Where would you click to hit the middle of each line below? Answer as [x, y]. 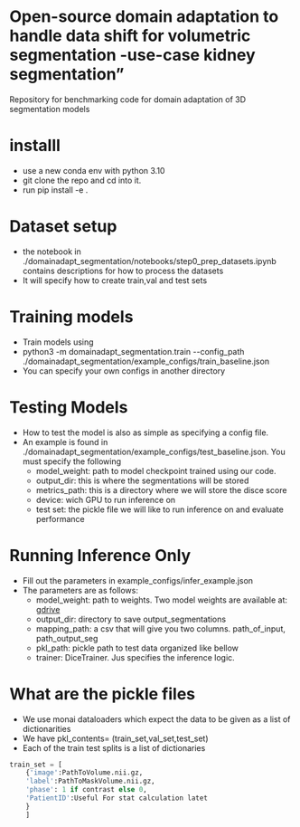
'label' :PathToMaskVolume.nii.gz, [90, 781]
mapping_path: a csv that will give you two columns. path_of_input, [161, 628]
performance [61, 518]
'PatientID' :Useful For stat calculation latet [117, 798]
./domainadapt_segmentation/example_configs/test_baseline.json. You [154, 452]
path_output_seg [67, 638]
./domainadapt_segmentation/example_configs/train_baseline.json [145, 361]
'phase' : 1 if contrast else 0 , [86, 790]
